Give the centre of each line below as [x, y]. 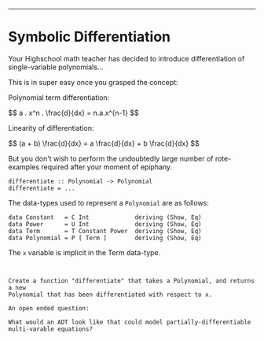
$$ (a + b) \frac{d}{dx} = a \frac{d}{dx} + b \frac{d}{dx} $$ [104, 143]
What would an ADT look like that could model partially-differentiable [130, 322]
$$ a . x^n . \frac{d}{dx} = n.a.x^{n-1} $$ [73, 113]
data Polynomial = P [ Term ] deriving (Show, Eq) [105, 238]
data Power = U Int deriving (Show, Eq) [105, 224]
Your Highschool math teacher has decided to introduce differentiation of [126, 58]
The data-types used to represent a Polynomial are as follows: [109, 202]
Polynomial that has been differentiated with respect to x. [110, 295]
